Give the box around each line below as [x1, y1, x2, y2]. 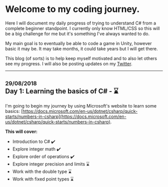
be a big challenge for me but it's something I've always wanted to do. [5, 30, 150, 36]
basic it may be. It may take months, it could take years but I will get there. [5, 45, 158, 51]
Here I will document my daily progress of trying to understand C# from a [5, 20, 156, 26]
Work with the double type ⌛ [12, 168, 71, 174]
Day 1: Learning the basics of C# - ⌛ [5, 87, 119, 95]
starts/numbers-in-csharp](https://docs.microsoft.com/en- [5, 113, 126, 119]
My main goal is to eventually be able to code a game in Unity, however [5, 40, 152, 46]
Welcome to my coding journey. [5, 3, 140, 15]
